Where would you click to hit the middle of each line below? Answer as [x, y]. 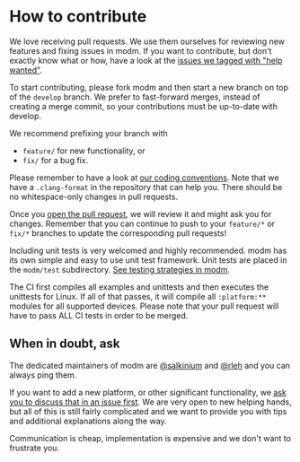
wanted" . [26, 70]
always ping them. [43, 375]
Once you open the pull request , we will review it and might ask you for [141, 214]
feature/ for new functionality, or [84, 151]
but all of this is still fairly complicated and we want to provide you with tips [148, 411]
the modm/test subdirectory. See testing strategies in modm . [120, 269]
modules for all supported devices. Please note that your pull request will [144, 306]
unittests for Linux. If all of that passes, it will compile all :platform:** [138, 296]
